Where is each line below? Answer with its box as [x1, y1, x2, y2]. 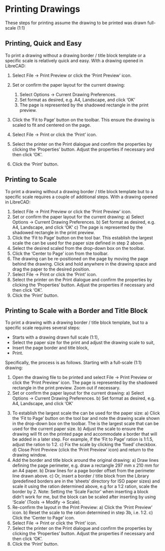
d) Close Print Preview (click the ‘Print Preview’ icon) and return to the [12, 447, 154, 453]
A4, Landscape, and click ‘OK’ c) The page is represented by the [12, 224, 143, 230]
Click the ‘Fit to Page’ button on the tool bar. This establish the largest [12, 235, 153, 241]
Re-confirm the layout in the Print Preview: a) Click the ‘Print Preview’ [12, 504, 153, 511]
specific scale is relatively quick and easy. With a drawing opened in [5, 58, 143, 64]
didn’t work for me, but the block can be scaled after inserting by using [12, 494, 156, 500]
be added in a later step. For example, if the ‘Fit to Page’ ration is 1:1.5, [12, 436, 154, 442]
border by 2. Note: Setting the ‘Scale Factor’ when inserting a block [12, 489, 149, 495]
